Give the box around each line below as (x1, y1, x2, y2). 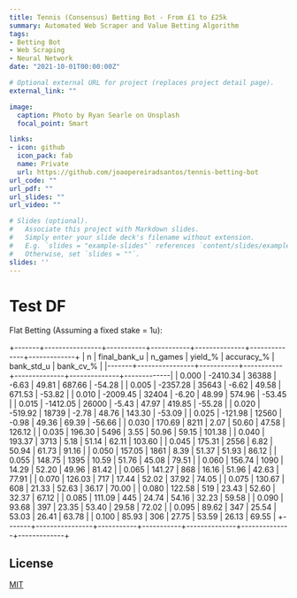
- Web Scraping (9, 46, 65, 55)
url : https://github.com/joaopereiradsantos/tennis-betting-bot (17, 167, 259, 177)
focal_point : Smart (17, 119, 89, 128)
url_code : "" (9, 176, 57, 185)
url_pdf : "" (9, 184, 53, 193)
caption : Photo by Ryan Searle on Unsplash (17, 111, 179, 119)
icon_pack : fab (17, 151, 73, 160)
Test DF (9, 295, 66, 316)
